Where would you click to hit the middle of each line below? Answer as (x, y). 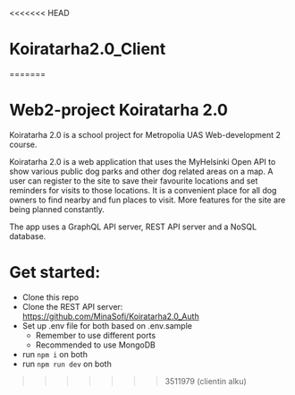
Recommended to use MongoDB (96, 345)
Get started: (55, 273)
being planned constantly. (57, 209)
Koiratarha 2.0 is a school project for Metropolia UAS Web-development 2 (145, 134)
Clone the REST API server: (72, 306)
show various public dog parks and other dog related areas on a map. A (141, 171)
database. (28, 236)
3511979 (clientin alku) (206, 381)
